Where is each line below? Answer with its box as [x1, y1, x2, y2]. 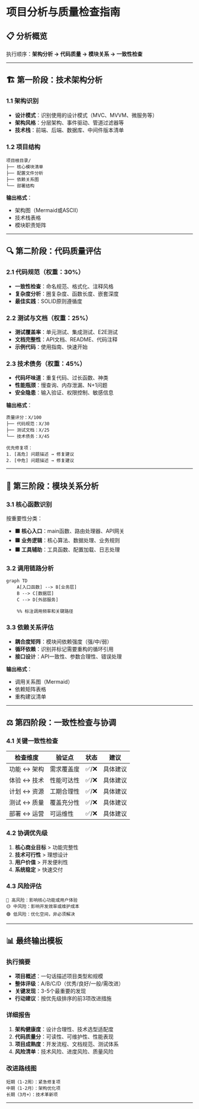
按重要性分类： [6, 514, 43, 522]
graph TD [6, 578, 28, 584]
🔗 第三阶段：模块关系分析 [6, 481, 99, 491]
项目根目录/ [6, 157, 31, 163]
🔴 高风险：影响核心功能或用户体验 [6, 897, 78, 903]
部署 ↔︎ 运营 [9, 810, 44, 818]
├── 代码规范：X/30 [6, 421, 50, 427]
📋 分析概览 [6, 31, 48, 41]
